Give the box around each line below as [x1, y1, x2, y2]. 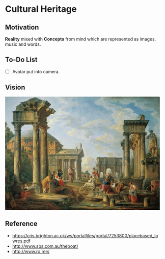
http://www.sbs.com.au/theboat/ [12, 243, 79, 249]
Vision [5, 83, 26, 92]
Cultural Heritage [5, 3, 77, 15]
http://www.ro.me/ [12, 248, 50, 254]
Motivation [5, 23, 39, 32]
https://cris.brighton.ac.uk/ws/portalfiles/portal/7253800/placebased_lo [12, 232, 159, 238]
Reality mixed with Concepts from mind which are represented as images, [5, 36, 156, 42]
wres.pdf [12, 238, 31, 244]
